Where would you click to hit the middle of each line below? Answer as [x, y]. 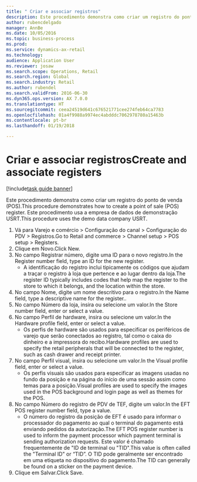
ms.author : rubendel [31, 88]
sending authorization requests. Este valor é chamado [89, 441]
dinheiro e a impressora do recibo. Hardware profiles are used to [101, 342]
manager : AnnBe [25, 28]
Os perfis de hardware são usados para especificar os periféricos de [106, 329]
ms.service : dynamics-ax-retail [45, 50]
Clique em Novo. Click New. [47, 248]
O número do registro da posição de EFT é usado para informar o [102, 416]
